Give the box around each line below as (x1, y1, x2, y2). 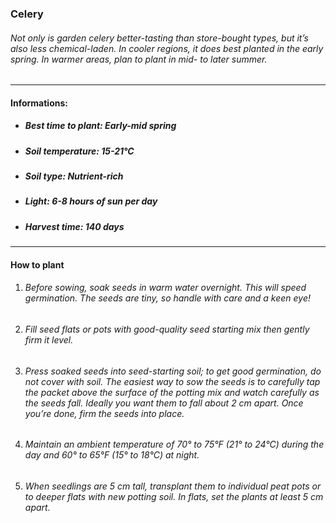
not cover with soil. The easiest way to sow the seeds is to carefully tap (24, 375, 321, 387)
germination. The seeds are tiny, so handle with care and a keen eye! (24, 292, 311, 304)
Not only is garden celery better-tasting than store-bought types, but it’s (10, 32, 309, 44)
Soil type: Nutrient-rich (24, 170, 124, 182)
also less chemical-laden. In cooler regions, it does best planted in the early (10, 42, 324, 54)
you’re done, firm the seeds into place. (24, 407, 185, 419)
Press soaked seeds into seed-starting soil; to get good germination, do (24, 365, 322, 377)
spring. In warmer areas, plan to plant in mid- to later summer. (10, 53, 268, 65)
